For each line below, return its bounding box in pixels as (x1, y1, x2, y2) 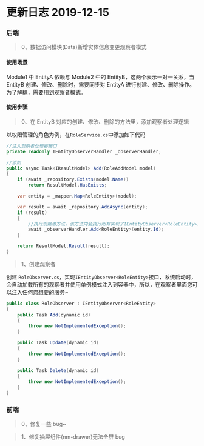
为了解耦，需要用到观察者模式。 (6, 88, 86, 96)
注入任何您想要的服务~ (11, 288, 69, 296)
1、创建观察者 (21, 260, 56, 267)
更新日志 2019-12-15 (6, 5, 109, 19)
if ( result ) (17, 210, 47, 216)
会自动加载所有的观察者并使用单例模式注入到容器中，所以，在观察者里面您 (6, 281, 192, 288)
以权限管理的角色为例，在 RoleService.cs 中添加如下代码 (6, 131, 146, 138)
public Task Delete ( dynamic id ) (17, 367, 99, 373)
